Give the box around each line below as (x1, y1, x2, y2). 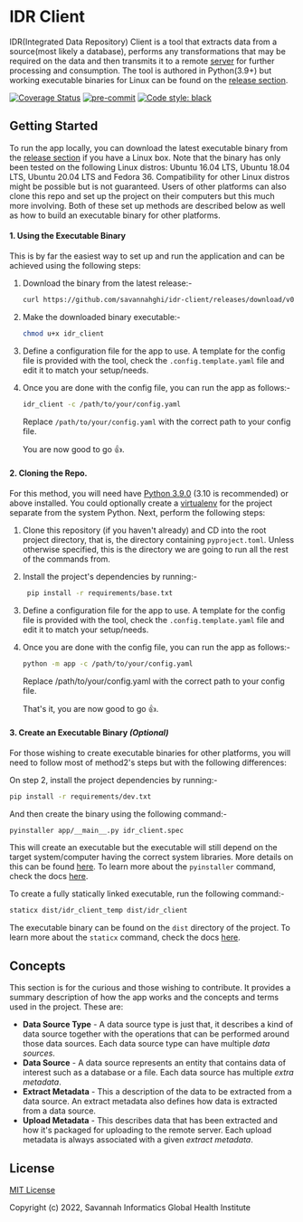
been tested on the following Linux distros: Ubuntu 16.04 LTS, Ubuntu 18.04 (9, 161, 290, 173)
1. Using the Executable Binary (9, 231, 127, 242)
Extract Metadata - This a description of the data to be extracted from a (22, 1086, 292, 1097)
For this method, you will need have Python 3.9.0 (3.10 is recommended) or (9, 488, 289, 498)
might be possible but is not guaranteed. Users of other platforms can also (9, 181, 287, 192)
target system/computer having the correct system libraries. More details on (9, 852, 294, 863)
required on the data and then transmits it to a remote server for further (9, 55, 275, 66)
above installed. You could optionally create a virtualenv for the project (9, 497, 273, 508)
